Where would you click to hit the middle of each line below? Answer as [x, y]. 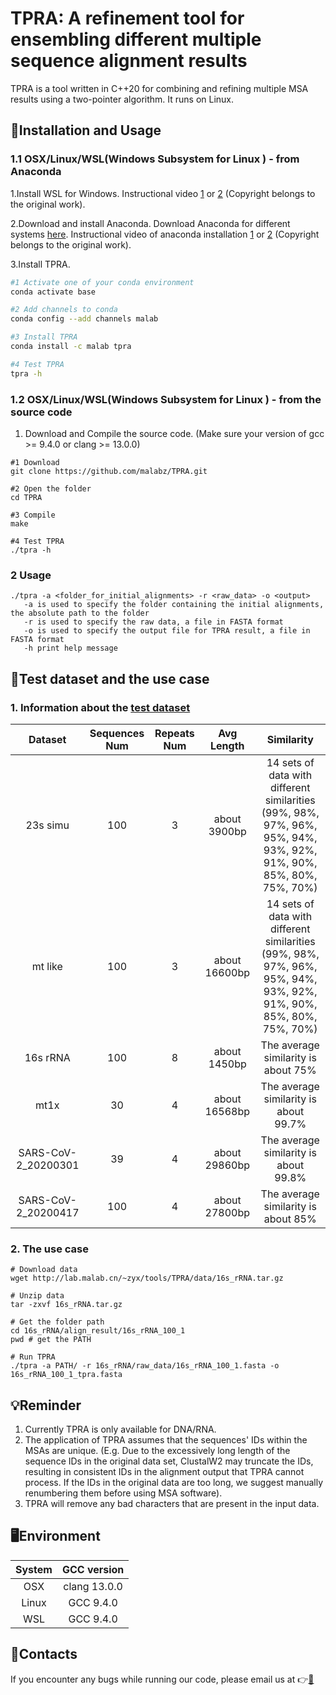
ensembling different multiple [136, 39]
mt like [47, 966]
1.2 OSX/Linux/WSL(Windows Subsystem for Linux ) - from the [166, 399]
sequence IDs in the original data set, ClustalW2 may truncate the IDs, [169, 1461]
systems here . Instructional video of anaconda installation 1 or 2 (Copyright [165, 234]
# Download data [44, 1270]
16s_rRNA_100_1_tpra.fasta [66, 1375]
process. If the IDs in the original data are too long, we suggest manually [174, 1483]
